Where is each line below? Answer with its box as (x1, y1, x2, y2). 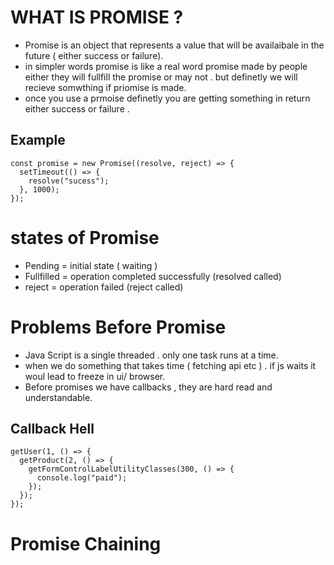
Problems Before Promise (10, 316, 227, 338)
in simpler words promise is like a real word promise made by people (24, 60, 308, 72)
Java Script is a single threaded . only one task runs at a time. (24, 349, 279, 361)
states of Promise (10, 226, 160, 249)
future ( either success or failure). (24, 49, 164, 61)
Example (10, 132, 66, 149)
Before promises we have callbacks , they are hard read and (24, 381, 273, 393)
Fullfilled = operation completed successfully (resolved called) (24, 270, 282, 282)
